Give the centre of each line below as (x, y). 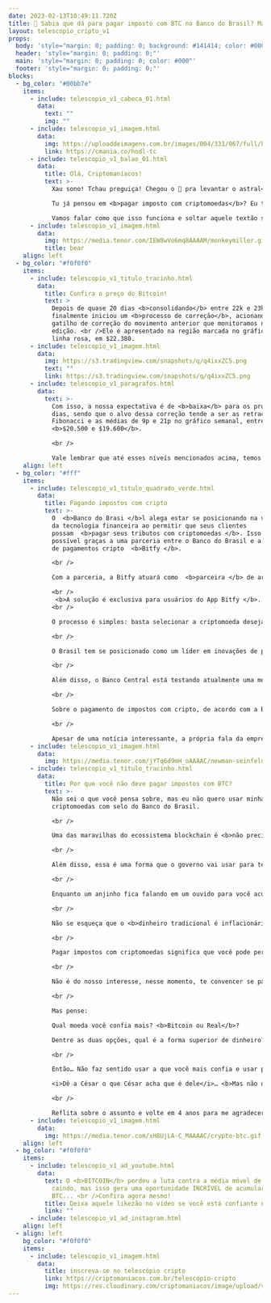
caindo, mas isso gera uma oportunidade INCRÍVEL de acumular (158, 1188)
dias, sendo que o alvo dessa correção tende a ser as (146, 414)
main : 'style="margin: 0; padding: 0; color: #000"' (106, 62)
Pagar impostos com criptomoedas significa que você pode (151, 953)
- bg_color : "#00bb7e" (54, 83)
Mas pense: (70, 1011)
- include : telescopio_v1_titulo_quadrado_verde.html (122, 488)
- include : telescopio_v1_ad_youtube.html (102, 1166)
